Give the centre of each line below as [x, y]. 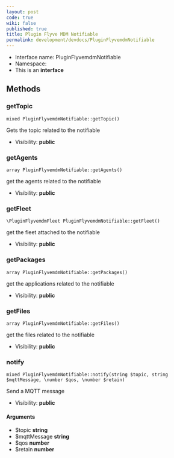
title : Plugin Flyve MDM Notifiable [52, 34]
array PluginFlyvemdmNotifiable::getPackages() [67, 272]
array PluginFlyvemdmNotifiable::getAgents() [64, 170]
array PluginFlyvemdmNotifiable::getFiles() [63, 323]
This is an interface [39, 70]
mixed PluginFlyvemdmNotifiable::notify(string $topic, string [87, 375]
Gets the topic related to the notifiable [53, 130]
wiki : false [21, 23]
